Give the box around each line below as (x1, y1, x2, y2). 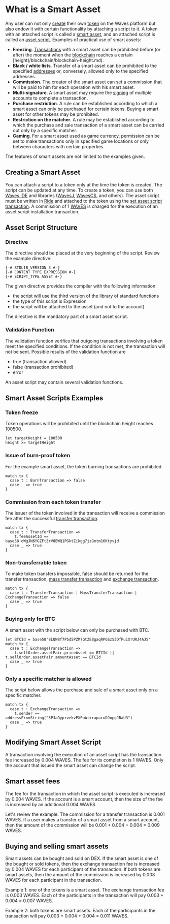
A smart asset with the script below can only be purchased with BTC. (5, 627, 150, 633)
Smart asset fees (5, 777, 60, 786)
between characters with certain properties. (12, 143, 105, 149)
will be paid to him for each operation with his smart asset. (12, 84, 135, 90)
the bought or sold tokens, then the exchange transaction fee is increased (5, 861, 160, 867)
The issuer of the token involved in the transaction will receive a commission (5, 510, 165, 516)
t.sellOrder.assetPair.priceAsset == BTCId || (14, 650, 115, 655)
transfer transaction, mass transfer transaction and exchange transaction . (5, 576, 159, 582)
